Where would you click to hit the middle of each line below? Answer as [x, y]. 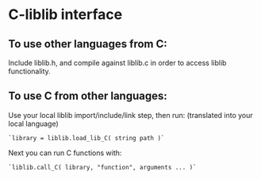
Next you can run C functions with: [65, 153]
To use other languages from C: [88, 44]
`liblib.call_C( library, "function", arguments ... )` [102, 167]
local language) [34, 124]
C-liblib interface [65, 15]
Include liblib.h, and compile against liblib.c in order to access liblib [117, 63]
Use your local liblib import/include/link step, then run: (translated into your [131, 115]
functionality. [30, 71]
